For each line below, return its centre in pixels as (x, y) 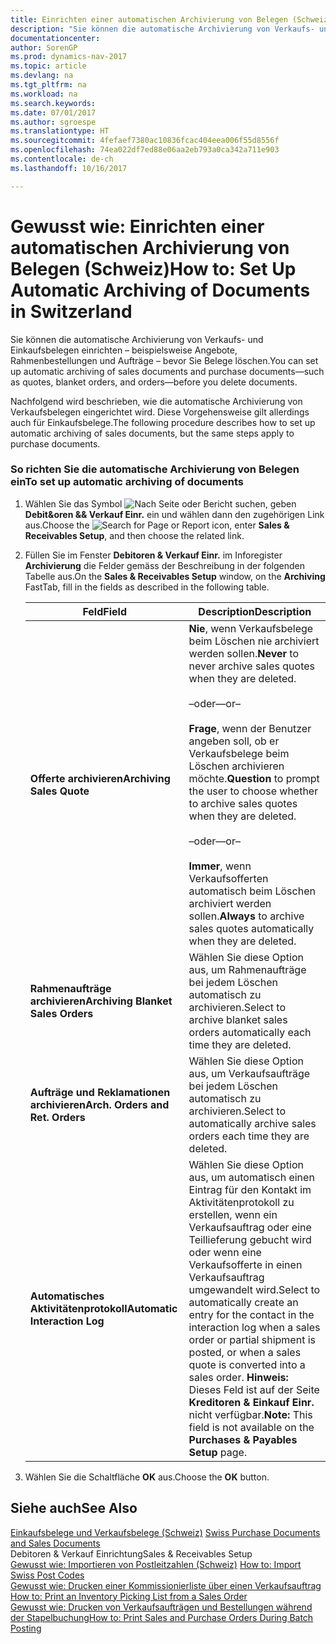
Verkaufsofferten (228, 878)
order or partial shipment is (252, 1339)
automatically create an (243, 1302)
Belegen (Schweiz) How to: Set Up (153, 268)
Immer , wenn (220, 866)
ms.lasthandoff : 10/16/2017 (69, 168)
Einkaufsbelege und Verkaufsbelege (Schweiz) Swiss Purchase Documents (165, 1532)
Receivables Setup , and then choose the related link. (134, 535)
